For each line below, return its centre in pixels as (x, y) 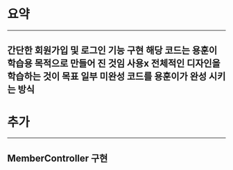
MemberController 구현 (58, 158)
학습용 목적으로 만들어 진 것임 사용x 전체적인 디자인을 (114, 63)
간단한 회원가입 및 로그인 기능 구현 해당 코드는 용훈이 (112, 50)
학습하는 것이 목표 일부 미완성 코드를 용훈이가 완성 (107, 77)
